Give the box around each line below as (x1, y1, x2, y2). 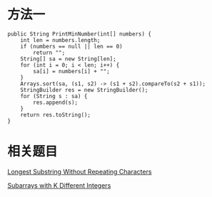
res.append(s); (33, 99, 79, 106)
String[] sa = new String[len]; (20, 55, 116, 63)
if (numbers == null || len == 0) (20, 43, 123, 50)
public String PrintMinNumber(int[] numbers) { (7, 30, 152, 38)
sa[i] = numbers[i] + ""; (33, 68, 111, 75)
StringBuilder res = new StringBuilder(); (20, 86, 148, 93)
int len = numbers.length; (20, 36, 101, 43)
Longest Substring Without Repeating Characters (7, 167, 152, 176)
